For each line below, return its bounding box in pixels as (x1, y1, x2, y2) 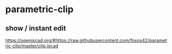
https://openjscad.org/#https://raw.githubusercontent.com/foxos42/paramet (5, 37, 167, 43)
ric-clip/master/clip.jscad (5, 43, 59, 49)
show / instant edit (5, 24, 66, 33)
